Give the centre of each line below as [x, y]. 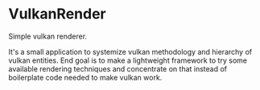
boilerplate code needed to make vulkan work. [85, 77]
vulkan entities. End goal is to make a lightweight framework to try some [128, 60]
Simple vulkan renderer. [47, 36]
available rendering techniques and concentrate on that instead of [118, 68]
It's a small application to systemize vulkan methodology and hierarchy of [130, 51]
